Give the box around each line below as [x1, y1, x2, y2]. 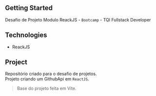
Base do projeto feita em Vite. [17, 85, 77, 92]
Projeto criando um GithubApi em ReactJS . [5, 76, 89, 82]
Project [5, 58, 28, 66]
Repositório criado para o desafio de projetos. [5, 71, 97, 77]
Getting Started [5, 4, 53, 12]
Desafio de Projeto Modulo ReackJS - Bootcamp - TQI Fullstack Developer [5, 17, 151, 22]
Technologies [5, 31, 48, 39]
